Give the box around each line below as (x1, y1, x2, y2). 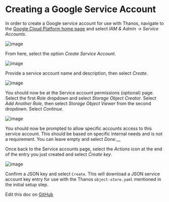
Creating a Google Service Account (5, 4, 156, 15)
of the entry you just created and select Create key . (5, 151, 112, 157)
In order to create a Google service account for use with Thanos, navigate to (5, 20, 164, 26)
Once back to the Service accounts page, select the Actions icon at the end (5, 145, 162, 152)
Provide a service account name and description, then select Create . (5, 70, 148, 76)
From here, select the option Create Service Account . (5, 50, 116, 57)
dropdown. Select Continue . (5, 106, 64, 112)
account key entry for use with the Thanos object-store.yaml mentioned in (5, 176, 161, 182)
